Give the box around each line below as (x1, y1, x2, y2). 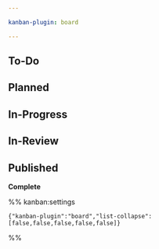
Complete (8, 182, 42, 191)
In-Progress (8, 108, 68, 121)
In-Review (8, 134, 59, 148)
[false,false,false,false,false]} (8, 219, 121, 227)
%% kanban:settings (8, 197, 76, 207)
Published (8, 161, 59, 174)
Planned (8, 81, 49, 94)
